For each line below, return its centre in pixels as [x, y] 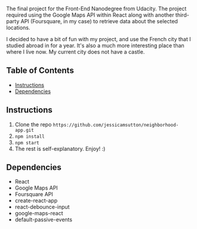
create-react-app [36, 201]
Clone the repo [33, 124]
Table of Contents [40, 71]
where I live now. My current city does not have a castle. [76, 52]
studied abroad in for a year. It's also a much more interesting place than [96, 45]
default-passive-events [44, 219]
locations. [18, 27]
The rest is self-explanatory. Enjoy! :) [60, 148]
